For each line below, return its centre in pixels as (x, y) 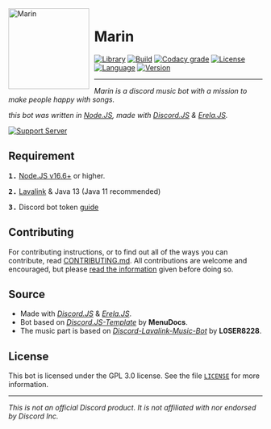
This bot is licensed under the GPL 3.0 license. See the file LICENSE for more (134, 376)
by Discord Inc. (33, 416)
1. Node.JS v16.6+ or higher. (57, 175)
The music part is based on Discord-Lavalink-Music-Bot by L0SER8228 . (141, 331)
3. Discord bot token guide (54, 207)
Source (27, 294)
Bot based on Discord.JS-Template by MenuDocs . (104, 322)
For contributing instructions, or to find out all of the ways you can (118, 252)
